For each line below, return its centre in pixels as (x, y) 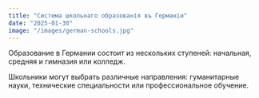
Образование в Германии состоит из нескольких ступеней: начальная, (130, 53)
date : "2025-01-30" (41, 23)
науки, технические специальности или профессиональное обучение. (129, 85)
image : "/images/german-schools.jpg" (71, 30)
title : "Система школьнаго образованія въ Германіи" (98, 16)
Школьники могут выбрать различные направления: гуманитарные (124, 77)
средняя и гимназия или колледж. (67, 61)
